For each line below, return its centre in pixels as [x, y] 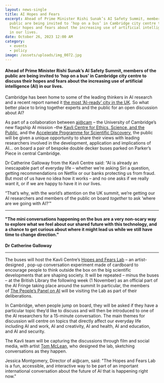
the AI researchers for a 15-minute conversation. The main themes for [75, 316]
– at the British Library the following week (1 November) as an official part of [82, 280]
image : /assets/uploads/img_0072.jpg [43, 55]
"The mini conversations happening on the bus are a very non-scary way [81, 219]
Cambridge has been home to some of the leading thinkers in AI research [79, 97]
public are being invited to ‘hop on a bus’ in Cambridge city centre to [76, 76]
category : [15, 42]
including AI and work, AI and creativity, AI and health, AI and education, [78, 326]
